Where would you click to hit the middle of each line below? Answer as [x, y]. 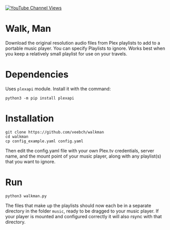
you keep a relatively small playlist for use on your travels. [66, 53]
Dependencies [37, 75]
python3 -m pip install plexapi [40, 98]
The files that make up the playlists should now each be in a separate [78, 205]
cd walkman [17, 137]
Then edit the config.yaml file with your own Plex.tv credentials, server [80, 150]
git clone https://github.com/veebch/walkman [55, 132]
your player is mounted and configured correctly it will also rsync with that [84, 216]
